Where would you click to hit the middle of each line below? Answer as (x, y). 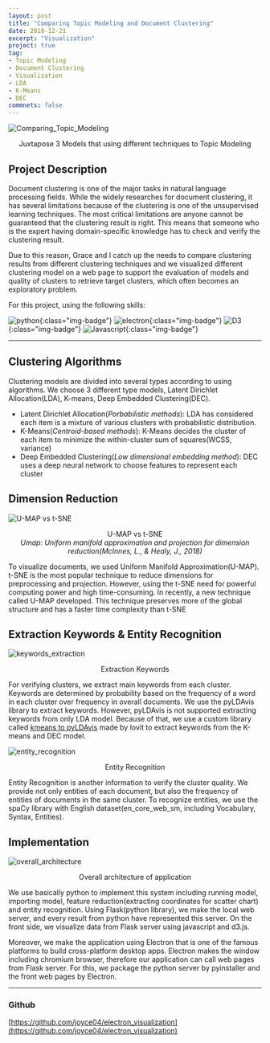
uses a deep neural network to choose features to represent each (129, 465)
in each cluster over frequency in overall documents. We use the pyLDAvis (131, 702)
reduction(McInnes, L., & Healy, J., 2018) (135, 550)
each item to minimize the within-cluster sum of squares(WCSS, (126, 440)
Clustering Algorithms (65, 362)
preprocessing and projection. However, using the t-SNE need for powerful (132, 583)
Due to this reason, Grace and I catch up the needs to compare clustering (130, 255)
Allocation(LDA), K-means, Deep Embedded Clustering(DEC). (109, 398)
